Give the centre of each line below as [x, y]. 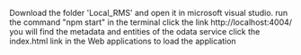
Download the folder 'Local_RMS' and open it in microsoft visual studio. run [149, 13]
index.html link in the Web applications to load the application [123, 41]
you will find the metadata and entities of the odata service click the [135, 31]
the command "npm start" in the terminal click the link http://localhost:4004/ [151, 22]
